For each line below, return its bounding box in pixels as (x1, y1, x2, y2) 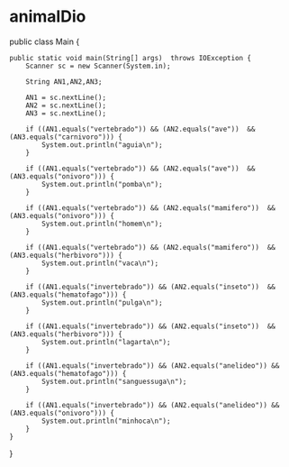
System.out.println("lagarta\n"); (41, 337, 171, 346)
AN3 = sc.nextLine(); (25, 108, 106, 118)
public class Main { (9, 36, 80, 47)
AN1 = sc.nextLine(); (25, 93, 106, 102)
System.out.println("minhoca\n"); (41, 417, 171, 426)
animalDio (9, 6, 86, 27)
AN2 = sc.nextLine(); (25, 101, 106, 110)
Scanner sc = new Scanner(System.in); (25, 61, 171, 70)
